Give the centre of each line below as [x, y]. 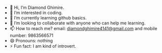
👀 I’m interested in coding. [36, 13]
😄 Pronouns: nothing [31, 41]
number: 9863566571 [31, 35]
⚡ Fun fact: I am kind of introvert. [43, 46]
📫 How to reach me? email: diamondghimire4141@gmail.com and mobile [83, 28]
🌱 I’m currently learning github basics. [48, 18]
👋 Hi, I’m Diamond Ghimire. [37, 8]
